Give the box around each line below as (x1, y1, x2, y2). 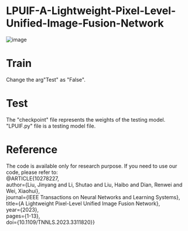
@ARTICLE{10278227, (6, 175, 60, 182)
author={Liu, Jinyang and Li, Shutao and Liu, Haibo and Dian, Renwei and (6, 181, 183, 188)
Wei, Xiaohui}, (6, 187, 40, 195)
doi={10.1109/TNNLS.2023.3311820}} (6, 219, 95, 226)
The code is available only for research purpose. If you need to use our (6, 162, 177, 169)
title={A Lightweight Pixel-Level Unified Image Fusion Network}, (6, 200, 160, 207)
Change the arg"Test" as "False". (6, 76, 86, 83)
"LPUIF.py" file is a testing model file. (6, 122, 96, 129)
